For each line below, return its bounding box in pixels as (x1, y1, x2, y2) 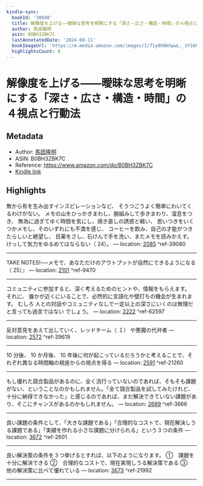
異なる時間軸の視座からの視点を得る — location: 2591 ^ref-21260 (22, 359, 184, 366)
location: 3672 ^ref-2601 (6, 433, 68, 440)
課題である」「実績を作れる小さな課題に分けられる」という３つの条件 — (11, 426, 190, 434)
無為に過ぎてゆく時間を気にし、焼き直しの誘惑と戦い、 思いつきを (18, 217, 184, 224)
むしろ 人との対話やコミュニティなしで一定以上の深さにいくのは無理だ (18, 300, 194, 307)
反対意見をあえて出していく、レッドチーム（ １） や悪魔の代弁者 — (6, 326, 175, 334)
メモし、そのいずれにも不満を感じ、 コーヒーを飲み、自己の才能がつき (16, 225, 193, 232)
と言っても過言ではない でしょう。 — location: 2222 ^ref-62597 (6, 308, 165, 315)
